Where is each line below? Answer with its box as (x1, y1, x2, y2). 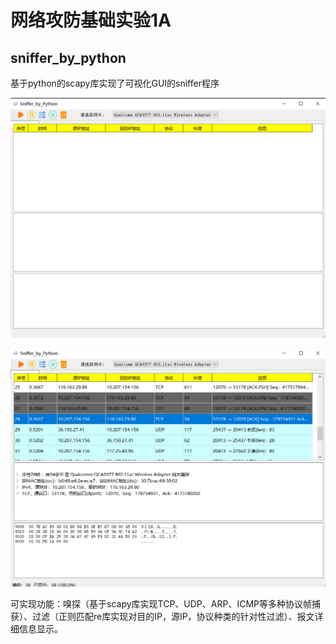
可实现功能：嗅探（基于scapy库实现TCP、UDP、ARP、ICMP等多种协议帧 (10, 597, 312, 610)
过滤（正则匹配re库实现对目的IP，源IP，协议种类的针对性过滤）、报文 (31, 610, 315, 622)
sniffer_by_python (10, 49, 127, 66)
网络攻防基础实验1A (10, 9, 172, 32)
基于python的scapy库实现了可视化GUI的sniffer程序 (10, 77, 220, 89)
